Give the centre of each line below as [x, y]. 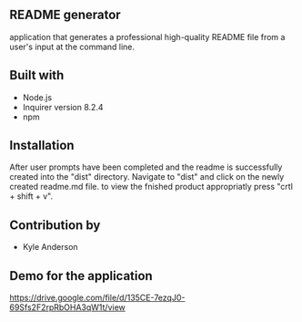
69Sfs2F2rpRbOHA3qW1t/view [67, 307]
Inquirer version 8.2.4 [63, 107]
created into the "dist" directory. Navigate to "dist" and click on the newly [147, 177]
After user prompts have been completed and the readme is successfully [146, 167]
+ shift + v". [31, 196]
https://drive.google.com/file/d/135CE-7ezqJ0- [97, 298]
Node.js [37, 97]
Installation [42, 145]
